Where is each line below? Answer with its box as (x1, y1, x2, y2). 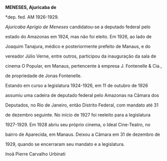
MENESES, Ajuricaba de (5, 5, 57, 10)
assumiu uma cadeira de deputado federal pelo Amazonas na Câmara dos (5, 92, 159, 98)
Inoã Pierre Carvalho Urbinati (5, 151, 66, 157)
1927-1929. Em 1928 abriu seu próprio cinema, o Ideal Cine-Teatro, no (5, 122, 150, 128)
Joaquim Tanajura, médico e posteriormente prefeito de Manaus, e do (5, 43, 151, 49)
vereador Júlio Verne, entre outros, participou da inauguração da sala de (5, 53, 156, 59)
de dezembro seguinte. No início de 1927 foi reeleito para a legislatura (5, 112, 151, 118)
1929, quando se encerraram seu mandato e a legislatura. (5, 141, 125, 147)
